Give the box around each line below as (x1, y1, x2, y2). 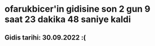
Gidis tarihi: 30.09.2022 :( (4, 33, 86, 42)
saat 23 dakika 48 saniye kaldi (4, 14, 131, 25)
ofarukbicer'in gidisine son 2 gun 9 (4, 3, 151, 15)
